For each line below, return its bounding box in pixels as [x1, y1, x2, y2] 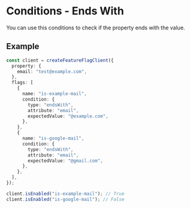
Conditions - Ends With [6, 4, 124, 18]
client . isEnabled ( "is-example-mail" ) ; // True [6, 191, 125, 197]
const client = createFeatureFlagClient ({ [6, 57, 114, 64]
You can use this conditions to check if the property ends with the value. [6, 24, 185, 31]
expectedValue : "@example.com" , [28, 113, 109, 119]
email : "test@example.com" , [17, 68, 87, 74]
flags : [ [11, 80, 34, 86]
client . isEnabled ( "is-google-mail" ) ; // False [6, 196, 125, 202]
